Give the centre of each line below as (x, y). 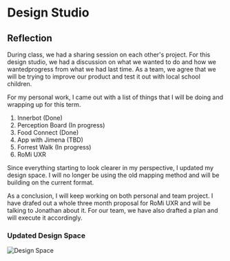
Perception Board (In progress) (61, 125)
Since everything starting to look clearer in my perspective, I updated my (110, 168)
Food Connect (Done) (48, 133)
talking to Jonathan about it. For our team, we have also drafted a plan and (113, 210)
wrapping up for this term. (44, 104)
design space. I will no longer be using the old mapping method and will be (113, 175)
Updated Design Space (46, 236)
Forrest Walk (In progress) (54, 147)
